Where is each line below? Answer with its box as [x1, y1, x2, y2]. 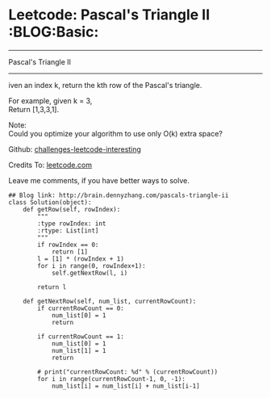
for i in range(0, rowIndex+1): [37, 262, 147, 270]
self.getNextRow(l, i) [51, 269, 128, 277]
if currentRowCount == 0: [37, 304, 125, 312]
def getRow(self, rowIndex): [23, 205, 121, 213]
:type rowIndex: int [37, 220, 106, 228]
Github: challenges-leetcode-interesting [8, 144, 141, 154]
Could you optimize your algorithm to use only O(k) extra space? [8, 128, 223, 138]
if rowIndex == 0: [37, 241, 99, 249]
